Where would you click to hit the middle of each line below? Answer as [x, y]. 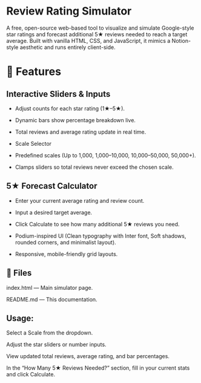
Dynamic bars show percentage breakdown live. [75, 120]
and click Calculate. [31, 375]
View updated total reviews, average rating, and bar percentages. [88, 356]
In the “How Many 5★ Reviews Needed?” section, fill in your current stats [98, 368]
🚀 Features [34, 72]
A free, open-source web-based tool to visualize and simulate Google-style [100, 28]
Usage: [20, 318]
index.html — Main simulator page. [50, 287]
